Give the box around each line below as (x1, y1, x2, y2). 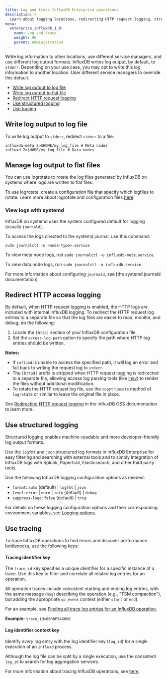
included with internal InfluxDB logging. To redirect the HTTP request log (5, 309, 154, 315)
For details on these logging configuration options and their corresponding (5, 505, 158, 511)
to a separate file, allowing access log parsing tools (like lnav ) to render (12, 375, 159, 381)
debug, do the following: (5, 320, 55, 326)
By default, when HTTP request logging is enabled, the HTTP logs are (5, 304, 148, 310)
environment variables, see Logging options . (5, 510, 96, 516)
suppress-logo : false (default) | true (12, 495, 87, 501)
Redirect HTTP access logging (5, 291, 101, 300)
